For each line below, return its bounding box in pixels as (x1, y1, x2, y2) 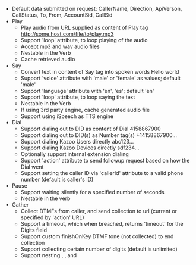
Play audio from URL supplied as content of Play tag (20, 24, 148, 31)
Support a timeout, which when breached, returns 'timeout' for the (20, 220, 184, 227)
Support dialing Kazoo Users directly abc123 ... (20, 138, 134, 145)
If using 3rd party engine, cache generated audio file (20, 107, 150, 113)
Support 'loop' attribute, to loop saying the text (20, 93, 135, 101)
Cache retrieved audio (20, 56, 75, 63)
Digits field (20, 226, 48, 233)
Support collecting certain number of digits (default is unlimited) (20, 245, 178, 252)
